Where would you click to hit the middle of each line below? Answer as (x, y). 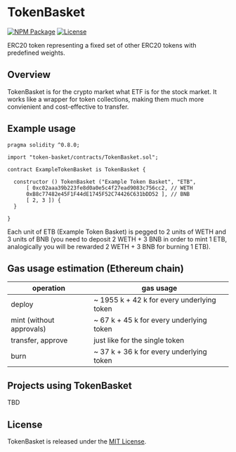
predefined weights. (36, 53)
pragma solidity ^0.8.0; (44, 145)
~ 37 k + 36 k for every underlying (150, 352)
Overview (29, 75)
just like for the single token (139, 340)
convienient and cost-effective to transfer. (68, 107)
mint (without (33, 320)
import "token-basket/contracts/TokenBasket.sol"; (83, 157)
